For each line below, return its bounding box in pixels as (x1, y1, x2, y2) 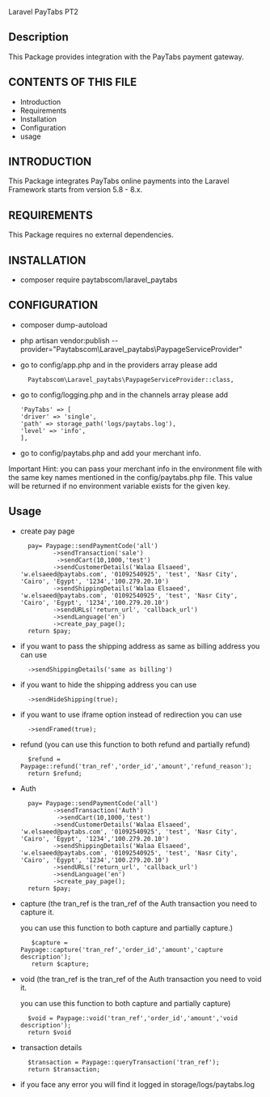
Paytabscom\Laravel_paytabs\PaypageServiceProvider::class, (27, 375, 234, 384)
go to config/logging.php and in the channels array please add (19, 389, 229, 400)
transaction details (19, 1042, 82, 1052)
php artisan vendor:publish (19, 336, 111, 345)
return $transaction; (27, 1065, 101, 1073)
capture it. (19, 907, 55, 917)
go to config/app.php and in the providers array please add (19, 360, 217, 370)
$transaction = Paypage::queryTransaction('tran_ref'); (27, 1058, 220, 1066)
